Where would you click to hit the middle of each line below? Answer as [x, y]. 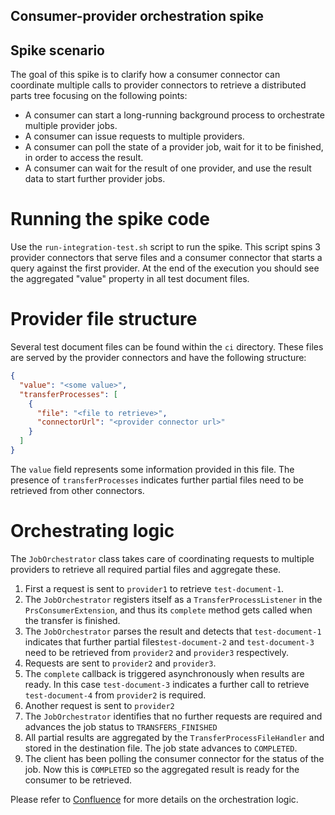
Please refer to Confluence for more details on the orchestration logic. [154, 799]
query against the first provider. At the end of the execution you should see [165, 268]
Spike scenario [57, 50]
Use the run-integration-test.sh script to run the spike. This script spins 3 [165, 247]
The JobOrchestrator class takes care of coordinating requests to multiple [162, 558]
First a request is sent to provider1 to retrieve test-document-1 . [154, 588]
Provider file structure [104, 319]
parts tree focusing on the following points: [99, 96]
